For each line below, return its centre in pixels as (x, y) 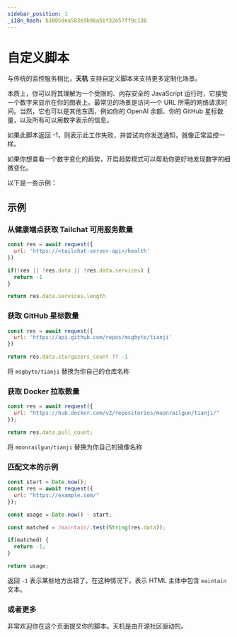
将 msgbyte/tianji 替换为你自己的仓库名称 (69, 372)
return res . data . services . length (57, 297)
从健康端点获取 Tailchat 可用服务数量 (70, 229)
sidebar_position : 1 (38, 14)
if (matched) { (28, 540)
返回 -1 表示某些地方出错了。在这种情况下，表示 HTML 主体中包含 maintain (117, 580)
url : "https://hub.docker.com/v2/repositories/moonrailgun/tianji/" (117, 413)
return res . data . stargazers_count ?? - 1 (68, 357)
